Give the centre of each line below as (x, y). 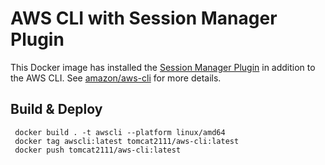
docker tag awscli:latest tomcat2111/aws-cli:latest (127, 141)
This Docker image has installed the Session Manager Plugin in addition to (163, 67)
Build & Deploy (56, 109)
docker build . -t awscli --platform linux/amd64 (120, 132)
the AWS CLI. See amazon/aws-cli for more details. (116, 78)
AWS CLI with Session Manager (144, 18)
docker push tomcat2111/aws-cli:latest (98, 150)
